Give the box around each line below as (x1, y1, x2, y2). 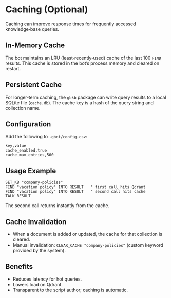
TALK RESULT (5, 194, 31, 199)
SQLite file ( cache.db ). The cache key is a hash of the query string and (5, 99, 154, 106)
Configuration (5, 120, 51, 128)
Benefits (5, 262, 33, 271)
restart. (5, 65, 21, 71)
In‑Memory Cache (5, 41, 65, 50)
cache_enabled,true (5, 148, 47, 153)
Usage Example (5, 166, 56, 175)
